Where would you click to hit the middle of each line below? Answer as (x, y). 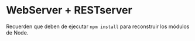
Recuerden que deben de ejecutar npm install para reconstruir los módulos (98, 26)
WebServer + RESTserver (69, 10)
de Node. (17, 32)
